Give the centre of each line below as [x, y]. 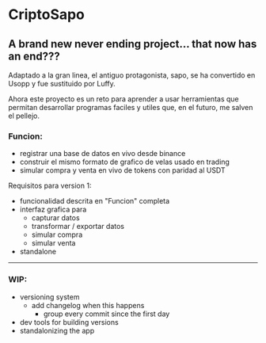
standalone [38, 252]
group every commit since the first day [106, 314]
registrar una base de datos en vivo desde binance [103, 154]
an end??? [34, 56]
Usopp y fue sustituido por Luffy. [62, 84]
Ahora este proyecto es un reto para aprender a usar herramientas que [123, 99]
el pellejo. [24, 116]
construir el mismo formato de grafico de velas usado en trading [124, 162]
